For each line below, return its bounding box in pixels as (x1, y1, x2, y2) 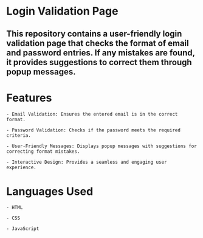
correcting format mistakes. (6, 148, 80, 155)
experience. (6, 164, 36, 170)
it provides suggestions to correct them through (6, 57, 193, 68)
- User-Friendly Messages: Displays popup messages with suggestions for (6, 143, 198, 149)
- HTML (6, 205, 23, 211)
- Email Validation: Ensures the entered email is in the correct (6, 111, 178, 117)
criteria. (6, 132, 32, 138)
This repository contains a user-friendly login (6, 29, 182, 39)
